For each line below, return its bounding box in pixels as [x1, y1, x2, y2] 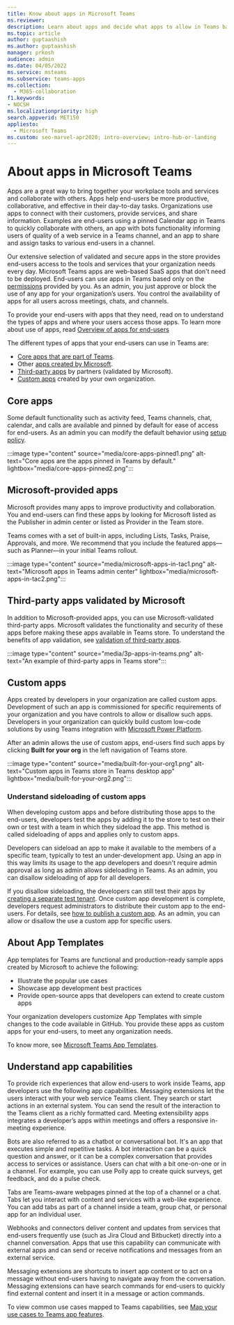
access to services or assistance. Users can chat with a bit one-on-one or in [7, 1159, 226, 1168]
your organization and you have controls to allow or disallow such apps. [7, 710, 213, 718]
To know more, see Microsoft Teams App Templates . [7, 1041, 159, 1049]
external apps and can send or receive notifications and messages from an [7, 1246, 222, 1254]
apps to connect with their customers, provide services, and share [7, 209, 198, 217]
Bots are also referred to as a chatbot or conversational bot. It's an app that [7, 1137, 223, 1146]
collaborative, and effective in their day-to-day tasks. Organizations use [7, 202, 213, 210]
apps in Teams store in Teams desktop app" [48, 767, 175, 776]
